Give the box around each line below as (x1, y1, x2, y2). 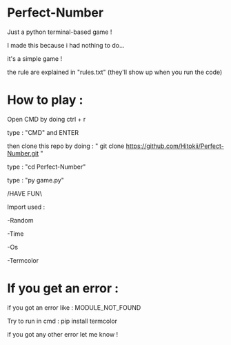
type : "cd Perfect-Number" (7, 162, 86, 171)
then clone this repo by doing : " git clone (7, 142, 125, 150)
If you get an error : (7, 281, 119, 297)
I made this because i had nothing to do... (7, 41, 125, 49)
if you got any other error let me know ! (7, 330, 119, 338)
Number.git (7, 149, 39, 157)
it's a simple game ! (7, 54, 63, 63)
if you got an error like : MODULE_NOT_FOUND (7, 303, 141, 312)
